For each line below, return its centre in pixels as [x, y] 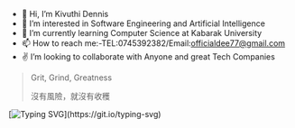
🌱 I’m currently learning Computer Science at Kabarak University [142, 33]
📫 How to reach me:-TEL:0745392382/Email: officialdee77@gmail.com [153, 43]
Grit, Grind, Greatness [71, 78]
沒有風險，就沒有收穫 [70, 96]
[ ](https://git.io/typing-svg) [85, 114]
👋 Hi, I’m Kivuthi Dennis [65, 14]
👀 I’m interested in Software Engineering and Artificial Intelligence [143, 23]
